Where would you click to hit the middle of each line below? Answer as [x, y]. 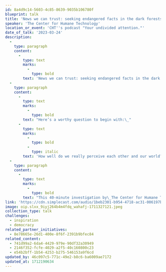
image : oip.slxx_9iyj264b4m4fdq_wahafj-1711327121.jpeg [64, 207]
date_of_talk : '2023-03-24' [34, 33]
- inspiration [24, 221]
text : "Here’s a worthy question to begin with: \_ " [77, 119]
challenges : [17, 216]
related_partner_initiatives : [36, 230]
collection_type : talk [28, 211]
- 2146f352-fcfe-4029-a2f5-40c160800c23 [52, 248]
